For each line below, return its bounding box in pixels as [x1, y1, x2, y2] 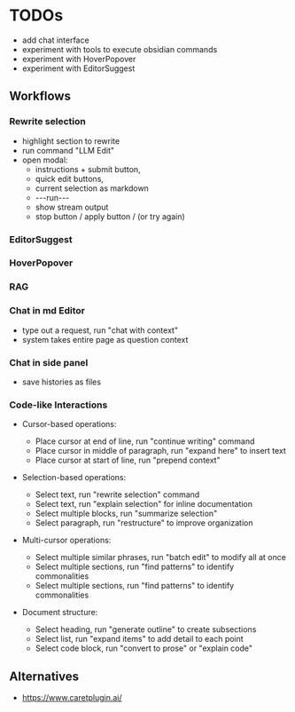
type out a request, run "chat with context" [21, 325, 179, 336]
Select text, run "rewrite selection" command [35, 489, 200, 500]
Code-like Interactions [9, 399, 108, 411]
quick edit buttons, [35, 173, 105, 184]
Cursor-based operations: [21, 419, 117, 430]
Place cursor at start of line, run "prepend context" [35, 455, 221, 466]
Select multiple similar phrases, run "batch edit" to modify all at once [35, 552, 286, 563]
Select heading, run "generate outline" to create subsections [35, 624, 257, 635]
